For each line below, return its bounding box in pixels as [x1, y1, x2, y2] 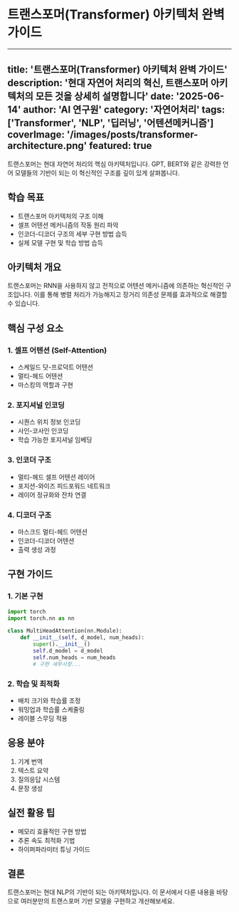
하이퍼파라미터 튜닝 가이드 [17, 845, 91, 854]
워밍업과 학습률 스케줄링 [17, 705, 85, 713]
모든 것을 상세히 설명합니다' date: [35, 90, 174, 103]
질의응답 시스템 [17, 774, 60, 784]
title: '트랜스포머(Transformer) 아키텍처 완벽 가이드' [7, 63, 228, 76]
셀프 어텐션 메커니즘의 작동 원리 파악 [17, 220, 119, 229]
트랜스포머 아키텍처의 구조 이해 [17, 212, 104, 220]
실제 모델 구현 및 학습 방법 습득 [17, 238, 103, 247]
